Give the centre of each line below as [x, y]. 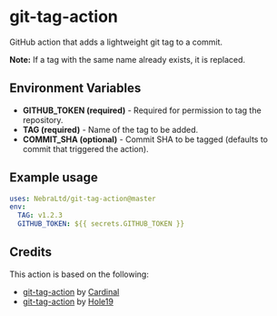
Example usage [54, 178]
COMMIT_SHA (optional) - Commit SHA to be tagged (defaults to [145, 139]
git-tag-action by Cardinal [71, 291]
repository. [43, 119]
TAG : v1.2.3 [40, 216]
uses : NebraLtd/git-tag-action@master [83, 199]
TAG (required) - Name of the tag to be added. [110, 129]
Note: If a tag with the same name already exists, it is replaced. [128, 59]
